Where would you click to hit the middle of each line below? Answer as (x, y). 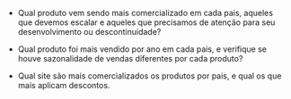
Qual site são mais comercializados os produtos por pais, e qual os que (150, 76)
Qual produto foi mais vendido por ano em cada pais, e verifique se (142, 49)
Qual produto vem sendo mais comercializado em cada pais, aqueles (145, 13)
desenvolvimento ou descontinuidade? (89, 32)
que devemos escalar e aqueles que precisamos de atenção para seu (146, 22)
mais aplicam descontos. (64, 85)
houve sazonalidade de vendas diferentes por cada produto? (130, 58)
